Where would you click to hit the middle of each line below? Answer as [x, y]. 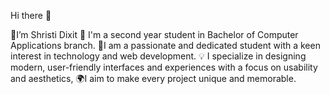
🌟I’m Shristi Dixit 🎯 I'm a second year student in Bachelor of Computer [154, 34]
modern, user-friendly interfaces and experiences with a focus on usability [164, 67]
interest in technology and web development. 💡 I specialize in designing [158, 56]
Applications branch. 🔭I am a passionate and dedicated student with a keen [165, 45]
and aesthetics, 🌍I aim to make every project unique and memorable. [153, 78]
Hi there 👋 [31, 15]
